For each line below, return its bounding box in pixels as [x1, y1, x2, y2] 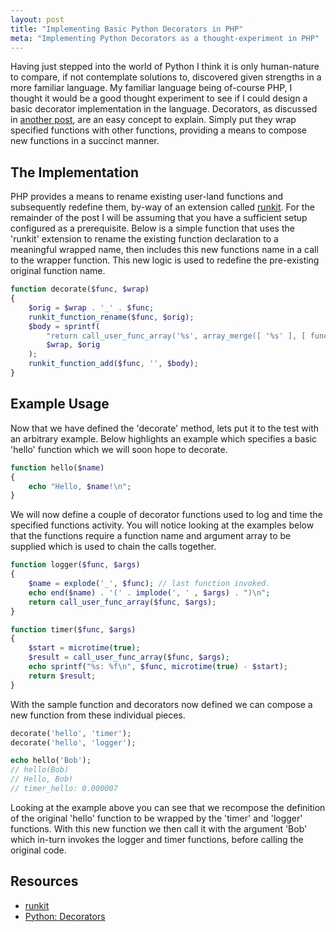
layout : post [10, 14, 65, 25]
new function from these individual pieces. [10, 709, 186, 721]
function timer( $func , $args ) [10, 624, 137, 635]
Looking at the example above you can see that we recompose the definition [10, 801, 326, 813]
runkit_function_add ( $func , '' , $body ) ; [28, 359, 199, 369]
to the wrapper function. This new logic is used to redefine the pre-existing [10, 254, 320, 266]
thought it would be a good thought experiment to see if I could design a [10, 92, 308, 105]
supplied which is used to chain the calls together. [10, 541, 217, 553]
